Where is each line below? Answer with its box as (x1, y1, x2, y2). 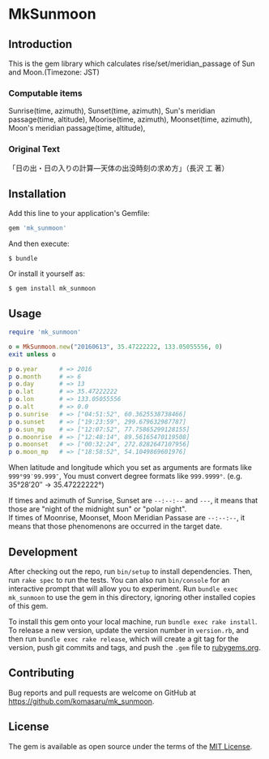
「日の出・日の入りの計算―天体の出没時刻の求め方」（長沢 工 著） (8, 163, 229, 173)
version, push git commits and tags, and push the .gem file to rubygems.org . (8, 643, 262, 653)
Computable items (8, 87, 83, 98)
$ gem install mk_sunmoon (8, 285, 96, 293)
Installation (8, 187, 66, 201)
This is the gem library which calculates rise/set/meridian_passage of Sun (8, 58, 255, 68)
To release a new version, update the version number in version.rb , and (8, 626, 250, 636)
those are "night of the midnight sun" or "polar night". (8, 504, 187, 514)
